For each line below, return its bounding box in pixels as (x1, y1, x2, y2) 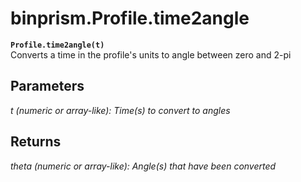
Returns (10, 133, 62, 151)
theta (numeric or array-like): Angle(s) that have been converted (10, 160, 277, 172)
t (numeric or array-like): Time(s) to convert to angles (10, 104, 231, 116)
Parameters (10, 78, 85, 95)
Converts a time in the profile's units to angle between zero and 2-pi (10, 48, 292, 61)
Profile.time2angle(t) (10, 40, 105, 50)
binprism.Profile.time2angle (10, 7, 250, 30)
